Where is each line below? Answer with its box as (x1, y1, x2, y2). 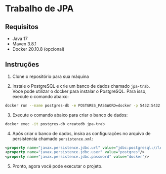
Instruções (5, 60, 40, 69)
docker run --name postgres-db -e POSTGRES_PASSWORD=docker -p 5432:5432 (5, 103, 161, 108)
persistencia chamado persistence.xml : (12, 136, 93, 141)
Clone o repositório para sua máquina (12, 73, 89, 79)
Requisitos (5, 23, 39, 31)
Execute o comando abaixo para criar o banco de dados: (12, 112, 128, 118)
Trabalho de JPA (5, 3, 74, 14)
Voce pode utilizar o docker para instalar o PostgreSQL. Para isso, (12, 88, 147, 94)
